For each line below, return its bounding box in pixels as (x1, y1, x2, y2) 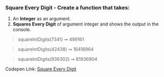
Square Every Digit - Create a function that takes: (5, 4, 130, 11)
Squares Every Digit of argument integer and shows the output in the (12, 21, 159, 27)
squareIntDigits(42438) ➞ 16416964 (17, 46, 94, 53)
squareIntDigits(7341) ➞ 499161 (17, 36, 84, 42)
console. (12, 27, 31, 33)
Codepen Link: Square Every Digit (5, 66, 77, 72)
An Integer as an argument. (12, 16, 71, 22)
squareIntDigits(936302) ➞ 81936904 (17, 56, 98, 62)
